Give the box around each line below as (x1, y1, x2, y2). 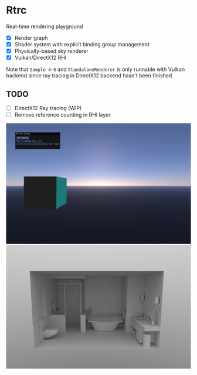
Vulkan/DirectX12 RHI (14, 54, 67, 62)
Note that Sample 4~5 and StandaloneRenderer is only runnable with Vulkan (6, 66, 185, 73)
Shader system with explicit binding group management (14, 41, 150, 47)
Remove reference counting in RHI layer (14, 111, 111, 118)
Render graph (14, 34, 48, 41)
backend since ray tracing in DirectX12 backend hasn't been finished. (6, 72, 174, 79)
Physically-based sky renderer (14, 47, 89, 54)
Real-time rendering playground (6, 23, 83, 30)
